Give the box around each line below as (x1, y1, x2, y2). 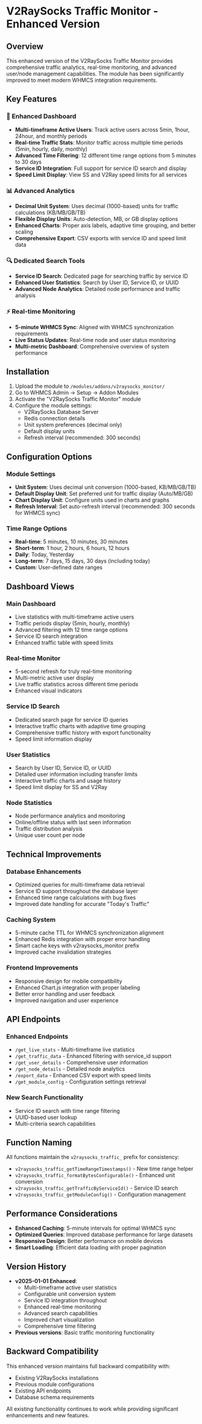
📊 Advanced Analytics (6, 186, 75, 195)
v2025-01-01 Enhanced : (14, 1277, 77, 1284)
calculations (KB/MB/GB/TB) (14, 209, 86, 216)
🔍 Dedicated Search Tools (6, 256, 86, 264)
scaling (14, 228, 33, 235)
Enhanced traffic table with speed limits (14, 639, 113, 646)
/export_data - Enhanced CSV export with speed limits (14, 1072, 151, 1079)
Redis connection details (24, 415, 86, 422)
